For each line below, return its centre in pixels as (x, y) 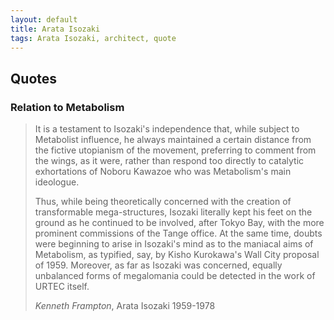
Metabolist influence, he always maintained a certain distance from (173, 140)
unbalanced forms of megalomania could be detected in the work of (175, 276)
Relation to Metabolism (67, 107)
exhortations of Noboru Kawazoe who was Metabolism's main (163, 172)
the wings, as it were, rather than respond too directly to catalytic (169, 161)
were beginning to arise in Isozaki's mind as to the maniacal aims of (174, 244)
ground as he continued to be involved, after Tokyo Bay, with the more (179, 223)
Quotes (34, 78)
